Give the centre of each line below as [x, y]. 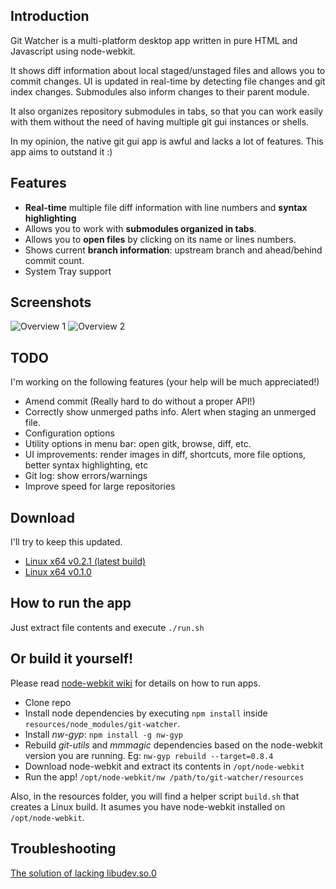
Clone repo [48, 702]
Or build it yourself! [72, 659]
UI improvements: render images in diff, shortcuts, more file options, [165, 455]
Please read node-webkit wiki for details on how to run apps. [136, 683]
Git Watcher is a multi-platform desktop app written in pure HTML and [154, 40]
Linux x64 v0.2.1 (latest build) [85, 561]
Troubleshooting [63, 849]
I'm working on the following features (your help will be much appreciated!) [165, 382]
